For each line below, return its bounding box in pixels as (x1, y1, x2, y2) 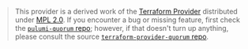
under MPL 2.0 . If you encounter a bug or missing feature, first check (14, 15, 240, 24)
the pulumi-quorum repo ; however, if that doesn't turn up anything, (14, 24, 229, 32)
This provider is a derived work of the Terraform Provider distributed (14, 7, 238, 16)
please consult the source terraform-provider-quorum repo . (14, 32, 209, 41)
